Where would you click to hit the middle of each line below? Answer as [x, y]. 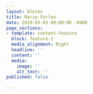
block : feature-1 [32, 39]
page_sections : [25, 28]
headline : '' [27, 50]
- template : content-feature [42, 33]
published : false [27, 77]
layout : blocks [25, 11]
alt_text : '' [32, 72]
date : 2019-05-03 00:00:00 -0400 [47, 22]
